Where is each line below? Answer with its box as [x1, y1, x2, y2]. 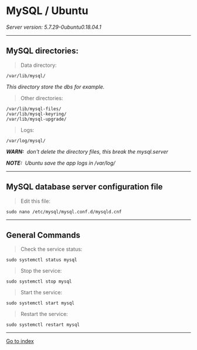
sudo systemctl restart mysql [6, 322, 80, 328]
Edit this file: [20, 198, 51, 205]
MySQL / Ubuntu [6, 4, 89, 18]
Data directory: [20, 62, 57, 69]
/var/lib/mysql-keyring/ [6, 111, 67, 117]
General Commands [6, 230, 80, 240]
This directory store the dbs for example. [6, 83, 105, 90]
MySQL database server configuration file [6, 182, 163, 192]
